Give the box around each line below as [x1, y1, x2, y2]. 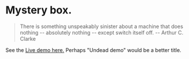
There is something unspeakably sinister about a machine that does [19, 23, 184, 30]
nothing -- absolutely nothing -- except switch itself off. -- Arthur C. [19, 29, 184, 36]
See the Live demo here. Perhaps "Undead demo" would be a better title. [5, 46, 182, 53]
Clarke [19, 35, 36, 42]
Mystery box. [5, 4, 72, 17]
